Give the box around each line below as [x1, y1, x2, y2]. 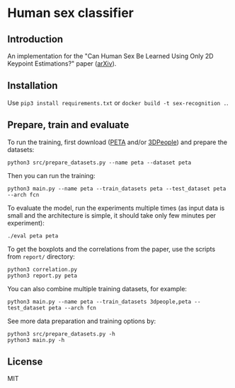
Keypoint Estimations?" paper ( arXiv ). [7, 59, 117, 68]
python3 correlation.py [7, 266, 78, 273]
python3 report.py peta [7, 272, 78, 279]
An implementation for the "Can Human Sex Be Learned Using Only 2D [7, 52, 214, 60]
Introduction [7, 33, 64, 45]
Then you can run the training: [7, 171, 96, 180]
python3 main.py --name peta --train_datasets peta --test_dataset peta [7, 185, 227, 192]
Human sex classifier [7, 5, 134, 21]
